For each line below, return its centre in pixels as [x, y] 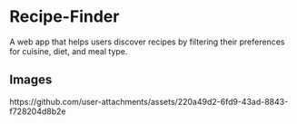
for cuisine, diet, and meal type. [69, 51]
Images [31, 80]
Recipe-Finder [64, 17]
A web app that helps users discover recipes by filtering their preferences [147, 42]
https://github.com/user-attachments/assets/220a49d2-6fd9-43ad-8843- [149, 101]
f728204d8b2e [38, 111]
